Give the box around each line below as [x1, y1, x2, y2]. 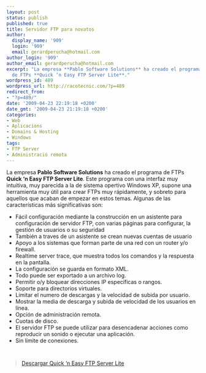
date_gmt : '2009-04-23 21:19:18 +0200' [6, 106, 109, 112]
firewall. [15, 245, 36, 253]
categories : [6, 112, 37, 118]
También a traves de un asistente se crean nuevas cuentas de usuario [15, 233, 192, 240]
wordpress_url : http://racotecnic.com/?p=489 [6, 83, 124, 90]
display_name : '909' [12, 37, 64, 44]
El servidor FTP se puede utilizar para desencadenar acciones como [15, 323, 188, 331]
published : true [6, 20, 48, 26]
